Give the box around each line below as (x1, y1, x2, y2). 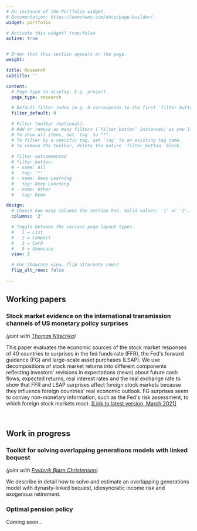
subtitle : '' (6, 73, 38, 79)
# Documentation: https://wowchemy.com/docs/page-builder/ (6, 14, 154, 20)
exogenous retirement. (6, 491, 61, 498)
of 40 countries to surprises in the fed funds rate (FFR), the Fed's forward (6, 350, 184, 357)
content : (6, 83, 28, 89)
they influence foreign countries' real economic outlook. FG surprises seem (6, 388, 189, 395)
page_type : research (11, 94, 62, 100)
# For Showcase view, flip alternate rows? (11, 262, 119, 268)
